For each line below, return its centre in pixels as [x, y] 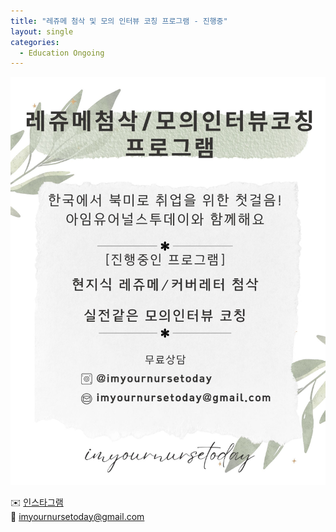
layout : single [42, 31]
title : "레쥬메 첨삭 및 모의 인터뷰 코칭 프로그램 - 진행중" [119, 21]
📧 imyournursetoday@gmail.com [77, 516]
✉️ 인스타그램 [37, 502]
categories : [35, 42]
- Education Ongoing [62, 53]
